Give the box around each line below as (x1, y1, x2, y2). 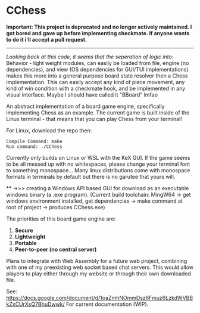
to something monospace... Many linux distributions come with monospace (6, 166, 190, 173)
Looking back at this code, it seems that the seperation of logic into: (6, 53, 174, 60)
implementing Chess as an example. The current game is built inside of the (6, 109, 190, 116)
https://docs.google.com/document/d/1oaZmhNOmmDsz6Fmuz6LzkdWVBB (6, 294, 193, 301)
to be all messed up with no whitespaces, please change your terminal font (6, 160, 190, 168)
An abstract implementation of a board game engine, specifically (6, 103, 165, 110)
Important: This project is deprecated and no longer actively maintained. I (6, 23, 192, 30)
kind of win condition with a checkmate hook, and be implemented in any (6, 85, 186, 92)
